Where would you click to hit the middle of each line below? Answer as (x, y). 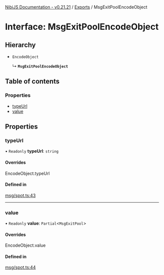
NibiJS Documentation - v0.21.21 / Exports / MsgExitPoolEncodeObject (76, 7)
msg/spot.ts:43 (20, 195)
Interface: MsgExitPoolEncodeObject (82, 27)
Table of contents (32, 81)
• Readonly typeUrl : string (32, 151)
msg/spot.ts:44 (20, 267)
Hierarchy (20, 45)
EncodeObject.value (25, 245)
